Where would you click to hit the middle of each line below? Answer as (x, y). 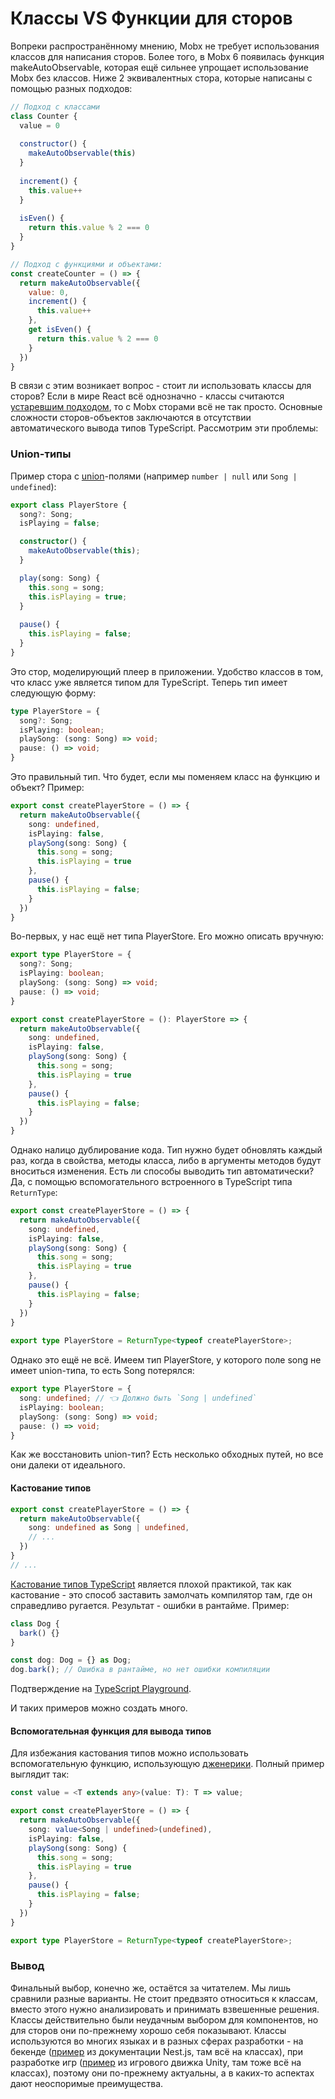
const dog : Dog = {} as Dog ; (71, 1660)
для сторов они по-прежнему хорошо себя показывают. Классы (148, 2030)
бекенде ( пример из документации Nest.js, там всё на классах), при (156, 2051)
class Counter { (44, 116)
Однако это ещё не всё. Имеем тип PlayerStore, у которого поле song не (166, 1360)
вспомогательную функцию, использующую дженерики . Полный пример (167, 1764)
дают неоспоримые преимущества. (87, 2083)
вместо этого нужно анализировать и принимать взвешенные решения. (165, 2009)
